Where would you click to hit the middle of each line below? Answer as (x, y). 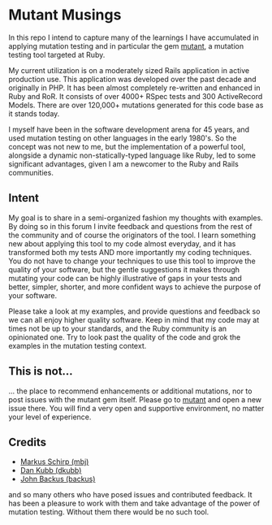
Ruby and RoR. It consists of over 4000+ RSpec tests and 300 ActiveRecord (136, 96)
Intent (24, 198)
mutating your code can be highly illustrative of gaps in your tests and (125, 278)
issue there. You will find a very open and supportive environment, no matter (136, 408)
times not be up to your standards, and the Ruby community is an (118, 328)
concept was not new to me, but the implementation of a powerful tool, (127, 146)
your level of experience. (50, 417)
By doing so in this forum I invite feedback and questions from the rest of (131, 226)
